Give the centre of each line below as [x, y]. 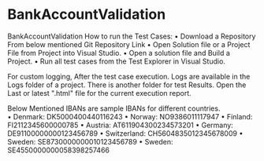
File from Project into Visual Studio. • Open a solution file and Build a [119, 53]
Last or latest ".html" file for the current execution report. [100, 93]
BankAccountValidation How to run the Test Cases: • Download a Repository [132, 36]
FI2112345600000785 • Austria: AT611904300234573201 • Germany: [120, 125]
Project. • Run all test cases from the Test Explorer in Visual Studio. [117, 61]
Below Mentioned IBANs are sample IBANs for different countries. [114, 108]
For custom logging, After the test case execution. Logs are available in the [129, 76]
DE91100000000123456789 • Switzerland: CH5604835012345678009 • [125, 133]
